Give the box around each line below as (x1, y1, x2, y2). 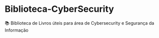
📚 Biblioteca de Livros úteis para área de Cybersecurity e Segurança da (5, 20, 154, 26)
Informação (5, 27, 29, 33)
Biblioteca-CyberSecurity (5, 3, 114, 15)
